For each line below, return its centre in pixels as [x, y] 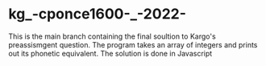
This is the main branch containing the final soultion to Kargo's [112, 36]
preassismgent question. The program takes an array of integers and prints [133, 44]
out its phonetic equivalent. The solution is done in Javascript [110, 53]
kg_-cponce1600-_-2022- [98, 14]
